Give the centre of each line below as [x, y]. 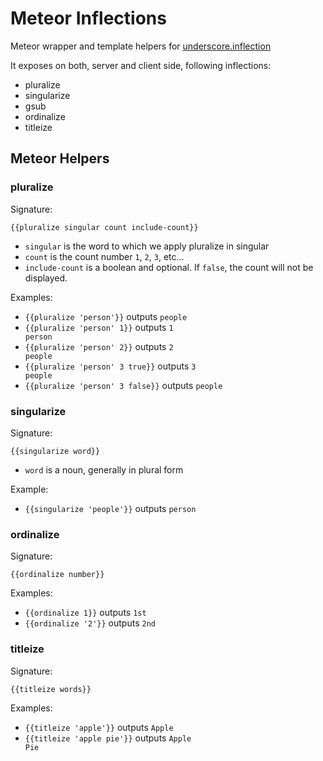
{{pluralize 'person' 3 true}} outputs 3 [110, 366]
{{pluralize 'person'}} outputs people [106, 316]
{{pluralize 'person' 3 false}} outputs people [123, 385]
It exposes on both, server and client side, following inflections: [141, 65]
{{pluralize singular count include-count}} [104, 227]
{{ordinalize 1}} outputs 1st [85, 613]
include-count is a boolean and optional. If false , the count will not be [169, 267]
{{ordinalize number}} [57, 575]
